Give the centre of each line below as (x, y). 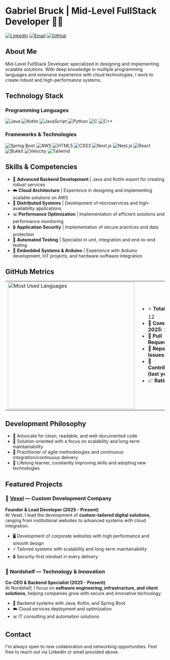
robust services (29, 185)
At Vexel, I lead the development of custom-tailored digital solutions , (78, 515)
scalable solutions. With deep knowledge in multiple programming (74, 69)
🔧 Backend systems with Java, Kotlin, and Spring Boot (69, 603)
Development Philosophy (46, 424)
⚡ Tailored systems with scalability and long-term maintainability (80, 549)
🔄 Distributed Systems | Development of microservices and (75, 203)
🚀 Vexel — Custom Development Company (58, 498)
